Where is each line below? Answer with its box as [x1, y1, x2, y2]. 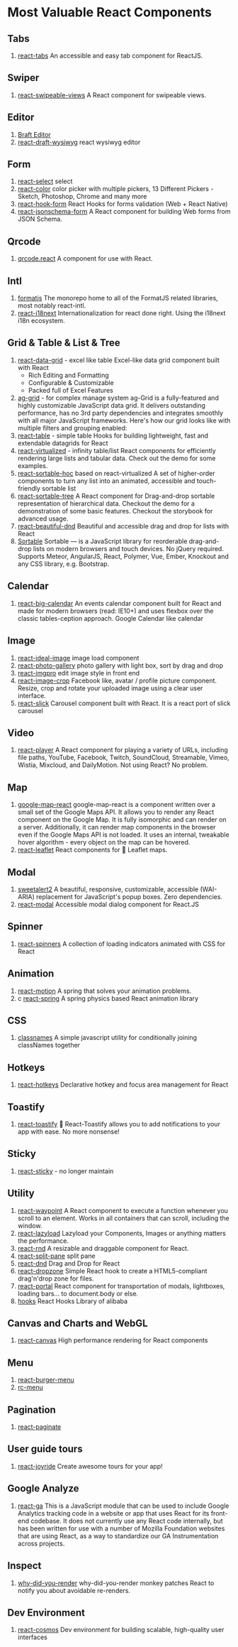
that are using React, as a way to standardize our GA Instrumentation [17, 1531, 219, 1540]
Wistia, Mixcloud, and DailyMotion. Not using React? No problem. [17, 761, 208, 769]
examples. [17, 461, 48, 469]
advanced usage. [17, 514, 69, 523]
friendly [17, 484, 41, 492]
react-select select [17, 177, 73, 185]
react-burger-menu [17, 1376, 74, 1384]
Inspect [7, 1560, 42, 1572]
